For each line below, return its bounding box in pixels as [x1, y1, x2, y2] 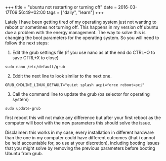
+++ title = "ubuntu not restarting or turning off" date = [5, 4, 117, 10]
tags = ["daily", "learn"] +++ [46, 9, 104, 15]
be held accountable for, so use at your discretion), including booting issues [5, 140, 160, 146]
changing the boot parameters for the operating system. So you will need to [5, 35, 160, 40]
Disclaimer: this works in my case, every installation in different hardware [5, 129, 154, 135]
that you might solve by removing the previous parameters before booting [5, 145, 156, 151]
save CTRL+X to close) [12, 55, 59, 61]
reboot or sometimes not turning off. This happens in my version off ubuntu [5, 24, 159, 30]
